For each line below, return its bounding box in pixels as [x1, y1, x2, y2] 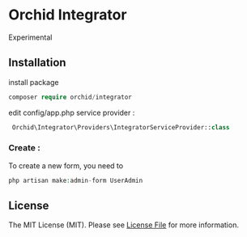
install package [8, 77, 59, 87]
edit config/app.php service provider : [8, 108, 135, 117]
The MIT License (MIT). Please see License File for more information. [8, 220, 239, 230]
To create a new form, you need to [8, 160, 124, 171]
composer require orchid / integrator [8, 93, 132, 101]
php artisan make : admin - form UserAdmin [8, 176, 143, 184]
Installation [8, 56, 66, 70]
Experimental [8, 32, 53, 42]
